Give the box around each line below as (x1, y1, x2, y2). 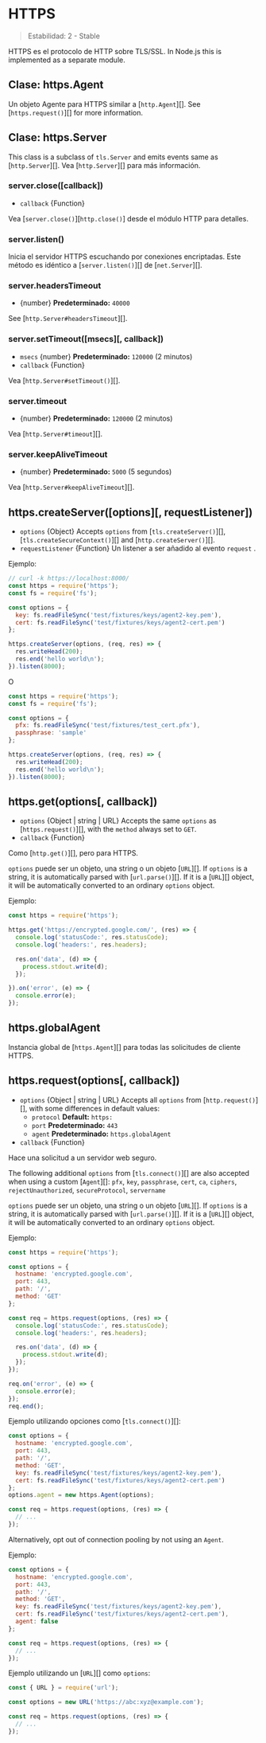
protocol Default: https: (31, 1112, 114, 1122)
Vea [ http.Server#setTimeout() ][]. (8, 375, 121, 385)
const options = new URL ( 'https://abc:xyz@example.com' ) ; (8, 1698, 204, 1706)
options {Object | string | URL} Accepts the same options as (19, 816, 217, 825)
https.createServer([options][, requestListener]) (8, 505, 253, 519)
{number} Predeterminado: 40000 (19, 298, 130, 307)
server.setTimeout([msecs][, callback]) (8, 334, 164, 345)
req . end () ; (8, 1402, 44, 1410)
